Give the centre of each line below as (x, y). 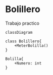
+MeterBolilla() (32, 46)
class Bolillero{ (23, 41)
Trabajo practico (22, 23)
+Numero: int (28, 63)
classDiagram (19, 32)
